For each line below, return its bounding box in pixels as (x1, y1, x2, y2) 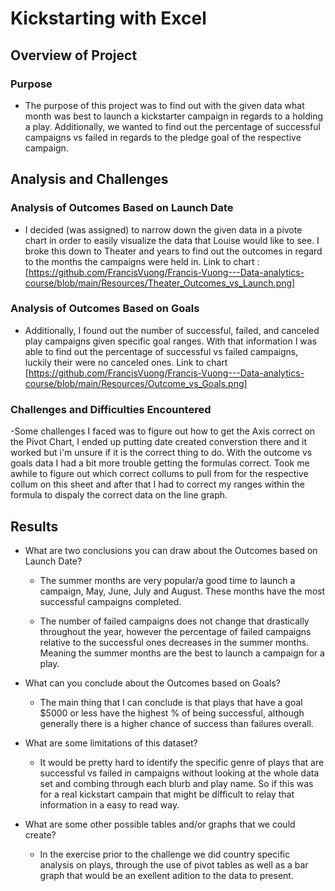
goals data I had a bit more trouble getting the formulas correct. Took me (10, 457, 310, 469)
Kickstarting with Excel (10, 7, 207, 30)
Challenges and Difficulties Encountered (10, 402, 212, 416)
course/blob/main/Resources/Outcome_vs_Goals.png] (24, 377, 248, 389)
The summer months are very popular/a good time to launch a (39, 574, 296, 586)
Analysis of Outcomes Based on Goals (10, 302, 200, 316)
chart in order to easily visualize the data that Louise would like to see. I (24, 234, 320, 246)
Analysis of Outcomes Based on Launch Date (10, 201, 234, 215)
